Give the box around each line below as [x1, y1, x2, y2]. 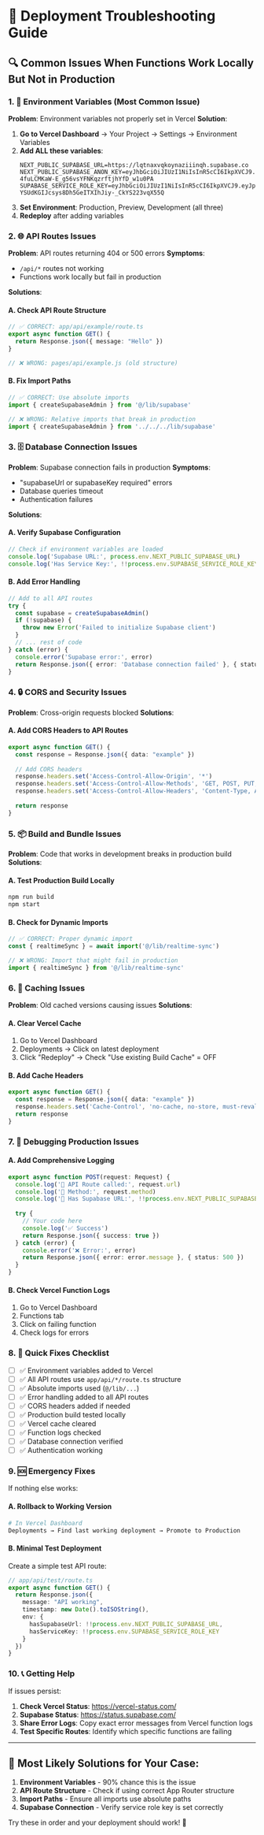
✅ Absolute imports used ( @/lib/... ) [19, 1383, 140, 1393]
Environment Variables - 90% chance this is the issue [19, 1777, 196, 1787]
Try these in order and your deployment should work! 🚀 [8, 1818, 187, 1827]
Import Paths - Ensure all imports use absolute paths [19, 1794, 192, 1803]
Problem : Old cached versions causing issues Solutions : [8, 1000, 192, 1009]
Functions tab [19, 1311, 64, 1321]
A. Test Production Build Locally [8, 875, 115, 885]
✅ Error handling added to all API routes [19, 1392, 149, 1402]
